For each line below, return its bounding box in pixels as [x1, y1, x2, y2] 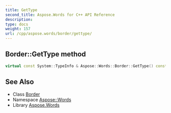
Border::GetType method [5, 50, 87, 59]
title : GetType [5, 7, 38, 13]
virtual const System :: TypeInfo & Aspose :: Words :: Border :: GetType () [5, 63, 154, 69]
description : [5, 17, 33, 22]
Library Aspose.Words [12, 102, 60, 108]
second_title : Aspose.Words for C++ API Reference [5, 12, 115, 17]
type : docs [5, 21, 28, 27]
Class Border [12, 91, 40, 97]
